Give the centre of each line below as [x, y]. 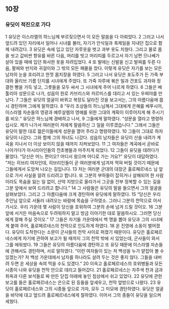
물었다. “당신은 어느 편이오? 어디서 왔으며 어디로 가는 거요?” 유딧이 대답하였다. [82, 156]
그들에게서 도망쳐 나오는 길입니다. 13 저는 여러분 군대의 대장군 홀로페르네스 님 [81, 169]
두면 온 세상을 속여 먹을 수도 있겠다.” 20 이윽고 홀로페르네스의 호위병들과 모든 [87, 263]
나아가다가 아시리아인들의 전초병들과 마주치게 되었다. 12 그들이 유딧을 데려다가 [82, 150]
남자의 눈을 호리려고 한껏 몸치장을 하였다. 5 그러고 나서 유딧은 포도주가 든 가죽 [82, 74]
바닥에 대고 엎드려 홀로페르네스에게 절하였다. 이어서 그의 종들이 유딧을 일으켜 [86, 295]
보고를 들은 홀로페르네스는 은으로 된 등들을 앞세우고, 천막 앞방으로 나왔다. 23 [80, 282]
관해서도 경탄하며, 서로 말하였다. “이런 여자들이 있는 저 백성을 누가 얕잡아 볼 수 [87, 251]
